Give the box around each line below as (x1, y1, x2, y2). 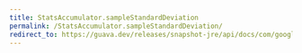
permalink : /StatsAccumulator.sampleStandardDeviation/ (9, 22, 223, 31)
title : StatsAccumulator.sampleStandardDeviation (9, 13, 200, 22)
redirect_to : (9, 30, 58, 39)
